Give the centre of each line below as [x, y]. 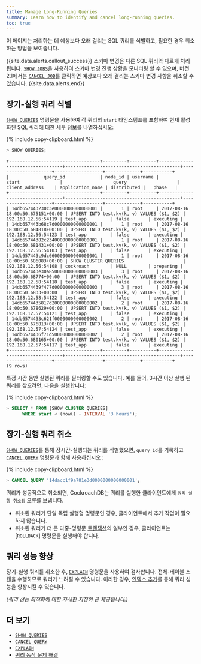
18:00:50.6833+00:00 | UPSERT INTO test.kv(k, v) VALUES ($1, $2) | [96, 293]
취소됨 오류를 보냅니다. [38, 500]
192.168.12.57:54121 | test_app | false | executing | [95, 314]
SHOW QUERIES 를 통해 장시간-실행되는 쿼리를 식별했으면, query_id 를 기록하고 [95, 450]
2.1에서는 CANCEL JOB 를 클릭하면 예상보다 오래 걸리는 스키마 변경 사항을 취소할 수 [100, 76]
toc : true [19, 23]
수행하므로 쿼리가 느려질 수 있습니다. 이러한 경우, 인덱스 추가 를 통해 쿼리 [101, 579]
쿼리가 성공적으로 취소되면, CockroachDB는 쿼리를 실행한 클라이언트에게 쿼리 [96, 492]
